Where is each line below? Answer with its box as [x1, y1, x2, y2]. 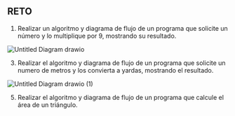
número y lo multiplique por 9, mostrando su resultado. [17, 31, 177, 40]
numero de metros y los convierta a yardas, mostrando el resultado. [17, 66, 214, 74]
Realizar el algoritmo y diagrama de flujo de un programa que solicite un [17, 59, 226, 67]
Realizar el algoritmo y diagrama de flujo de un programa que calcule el [17, 93, 224, 101]
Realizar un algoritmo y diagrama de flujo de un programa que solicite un [17, 24, 228, 32]
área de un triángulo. [17, 101, 79, 109]
